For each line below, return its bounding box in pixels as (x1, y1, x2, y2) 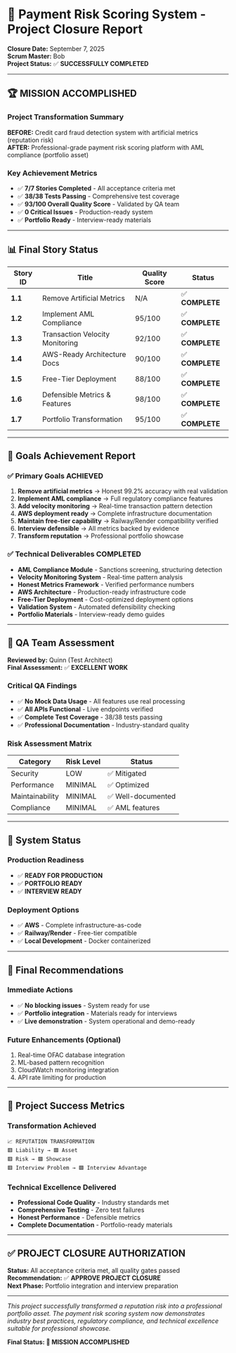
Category (18, 757, 51, 767)
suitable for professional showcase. (7, 1324, 111, 1333)
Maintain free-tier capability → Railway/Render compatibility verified (17, 517, 219, 525)
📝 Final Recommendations (7, 964, 124, 976)
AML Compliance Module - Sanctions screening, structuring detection (17, 565, 223, 574)
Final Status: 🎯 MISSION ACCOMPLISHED (7, 1338, 130, 1346)
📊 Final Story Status (7, 244, 98, 256)
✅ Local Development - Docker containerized (17, 937, 151, 945)
